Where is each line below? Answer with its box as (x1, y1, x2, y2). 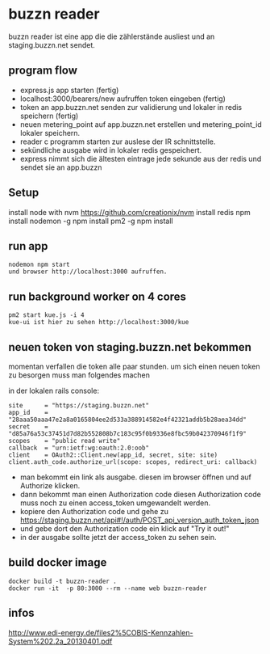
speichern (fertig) (19, 111, 79, 120)
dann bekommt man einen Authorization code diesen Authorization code (19, 490, 262, 499)
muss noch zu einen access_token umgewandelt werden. (19, 498, 211, 508)
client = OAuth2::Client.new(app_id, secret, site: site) (8, 451, 218, 459)
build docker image (8, 555, 107, 570)
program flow (8, 64, 78, 78)
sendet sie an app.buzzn (19, 162, 102, 172)
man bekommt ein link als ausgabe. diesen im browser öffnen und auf (19, 472, 252, 482)
